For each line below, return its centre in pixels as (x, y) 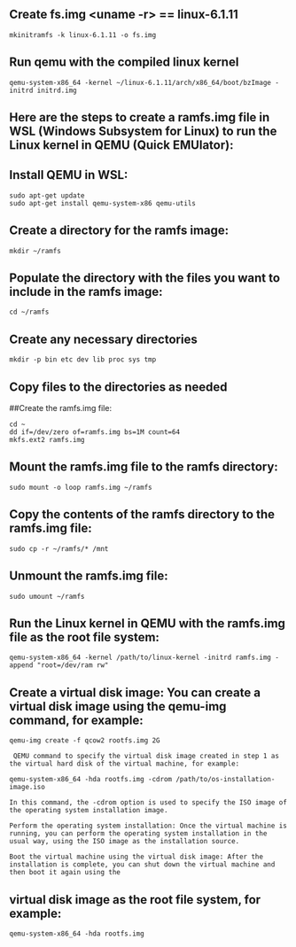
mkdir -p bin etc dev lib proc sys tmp (83, 360)
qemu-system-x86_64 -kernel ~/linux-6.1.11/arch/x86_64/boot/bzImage (140, 82)
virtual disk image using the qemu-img (118, 706)
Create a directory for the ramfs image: (119, 231)
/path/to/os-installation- (226, 780)
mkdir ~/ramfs (35, 251)
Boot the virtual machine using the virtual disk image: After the (136, 857)
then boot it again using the (65, 873)
